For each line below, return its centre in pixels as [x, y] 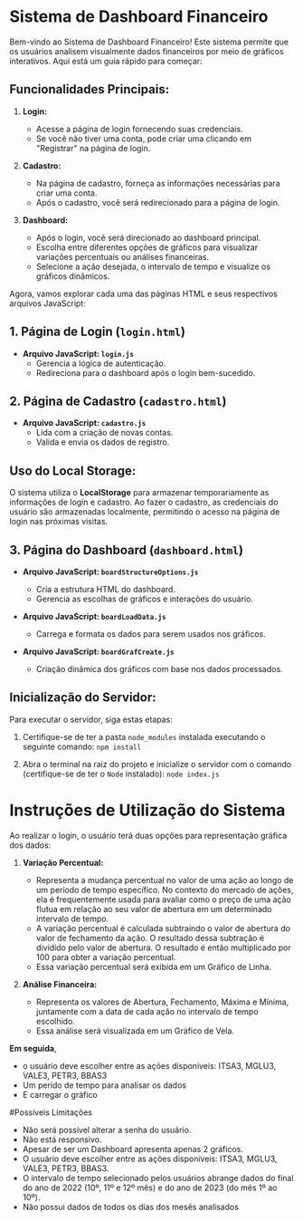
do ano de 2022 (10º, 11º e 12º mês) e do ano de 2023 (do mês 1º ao [150, 1187]
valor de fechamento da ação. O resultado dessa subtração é [150, 937]
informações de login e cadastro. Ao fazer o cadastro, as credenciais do [144, 502]
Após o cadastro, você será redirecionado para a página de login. [158, 202]
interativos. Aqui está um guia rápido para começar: [106, 61]
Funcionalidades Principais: [90, 89]
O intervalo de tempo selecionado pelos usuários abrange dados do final [158, 1178]
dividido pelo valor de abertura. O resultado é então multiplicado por [164, 947]
